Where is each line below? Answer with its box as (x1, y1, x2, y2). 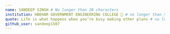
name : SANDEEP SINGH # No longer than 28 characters (5, 7, 119, 12)
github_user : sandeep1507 (5, 21, 60, 26)
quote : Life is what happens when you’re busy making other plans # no (5, 16, 159, 21)
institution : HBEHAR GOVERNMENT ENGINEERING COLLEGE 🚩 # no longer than (5, 12, 162, 17)
